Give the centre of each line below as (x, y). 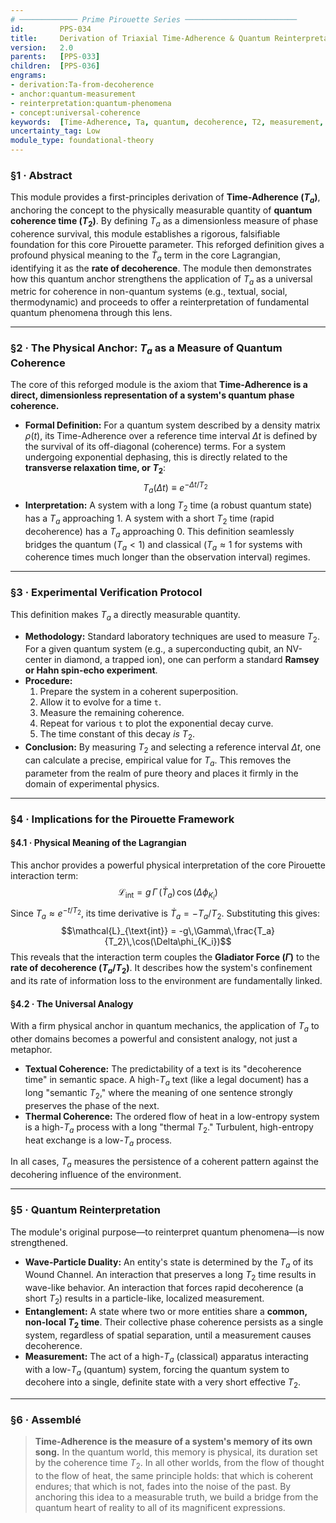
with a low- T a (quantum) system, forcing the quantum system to (157, 1370)
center (38, 660)
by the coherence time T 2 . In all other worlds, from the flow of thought (179, 1464)
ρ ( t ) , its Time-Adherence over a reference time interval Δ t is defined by (171, 436)
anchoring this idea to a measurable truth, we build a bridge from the (176, 1497)
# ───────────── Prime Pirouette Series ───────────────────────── (154, 19)
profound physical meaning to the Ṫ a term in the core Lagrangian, (145, 256)
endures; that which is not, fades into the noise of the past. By (163, 1487)
